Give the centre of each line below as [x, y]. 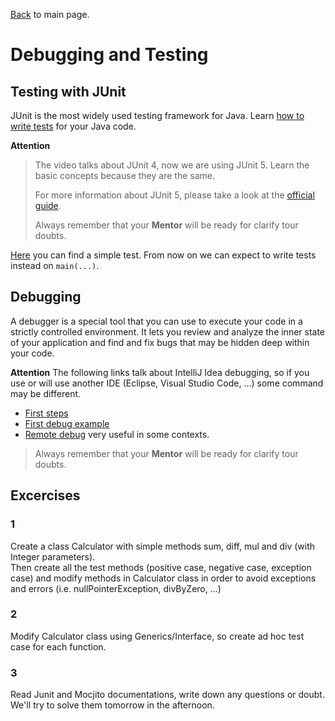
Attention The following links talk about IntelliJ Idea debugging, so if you [160, 372]
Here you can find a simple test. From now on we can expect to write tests [163, 255]
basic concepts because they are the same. [124, 175]
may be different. [46, 393]
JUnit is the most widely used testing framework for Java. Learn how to [157, 115]
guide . [48, 205]
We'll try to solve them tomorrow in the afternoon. [112, 705]
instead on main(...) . [55, 265]
